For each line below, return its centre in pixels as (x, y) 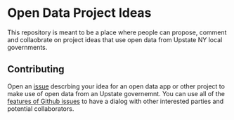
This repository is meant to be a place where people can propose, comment (117, 32)
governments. (27, 47)
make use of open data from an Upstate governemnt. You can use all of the (116, 93)
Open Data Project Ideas (79, 13)
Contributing (36, 69)
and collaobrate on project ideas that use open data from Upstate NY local (115, 39)
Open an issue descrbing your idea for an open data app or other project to (116, 86)
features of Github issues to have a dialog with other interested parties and (116, 101)
